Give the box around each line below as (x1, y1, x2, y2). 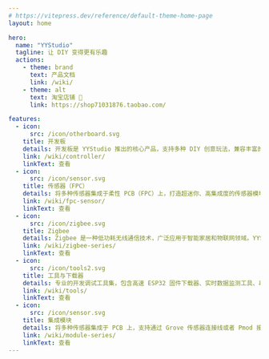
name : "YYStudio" (15, 41, 74, 49)
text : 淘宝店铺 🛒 (29, 93, 82, 101)
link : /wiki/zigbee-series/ (22, 242, 116, 250)
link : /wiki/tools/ (22, 286, 88, 295)
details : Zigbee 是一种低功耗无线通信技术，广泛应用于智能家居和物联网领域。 (22, 234, 254, 243)
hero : (8, 34, 26, 42)
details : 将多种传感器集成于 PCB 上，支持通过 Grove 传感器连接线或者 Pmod (22, 324, 254, 332)
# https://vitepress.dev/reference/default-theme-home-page (8, 11, 214, 20)
